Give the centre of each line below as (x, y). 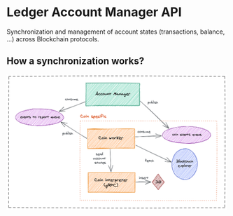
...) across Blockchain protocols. (53, 39)
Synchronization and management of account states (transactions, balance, (116, 32)
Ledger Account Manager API (94, 12)
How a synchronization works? (76, 61)
